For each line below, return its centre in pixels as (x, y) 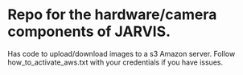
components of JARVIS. (89, 32)
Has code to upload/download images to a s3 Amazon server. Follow (121, 53)
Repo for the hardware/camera (112, 15)
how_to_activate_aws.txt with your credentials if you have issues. (115, 62)
